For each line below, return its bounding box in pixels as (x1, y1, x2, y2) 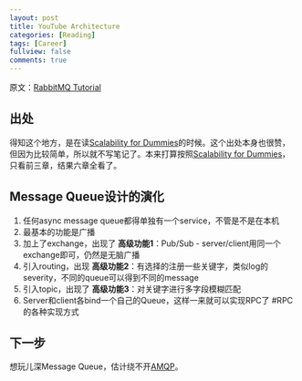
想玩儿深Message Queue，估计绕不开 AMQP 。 (9, 361, 183, 372)
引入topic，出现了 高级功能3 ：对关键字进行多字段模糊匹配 (22, 283, 242, 294)
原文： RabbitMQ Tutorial (9, 82, 102, 92)
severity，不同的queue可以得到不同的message (22, 272, 199, 283)
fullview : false (9, 47, 71, 57)
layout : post (9, 13, 59, 23)
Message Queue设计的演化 (9, 189, 165, 205)
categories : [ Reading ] (9, 30, 96, 39)
